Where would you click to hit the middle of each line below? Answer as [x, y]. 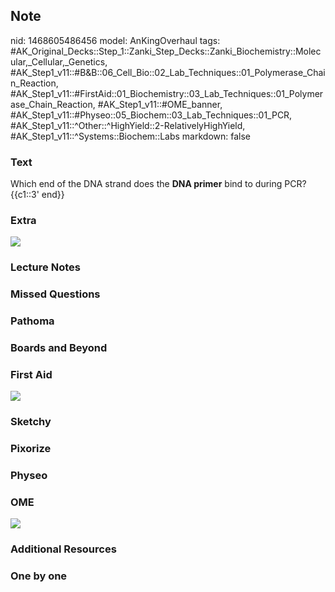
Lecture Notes [45, 267]
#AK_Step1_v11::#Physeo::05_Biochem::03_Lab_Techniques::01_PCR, [151, 115]
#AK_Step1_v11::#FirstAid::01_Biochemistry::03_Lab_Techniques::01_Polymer [167, 93]
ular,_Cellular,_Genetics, [59, 61]
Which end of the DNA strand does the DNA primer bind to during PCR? [158, 184]
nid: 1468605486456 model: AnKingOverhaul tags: [115, 40]
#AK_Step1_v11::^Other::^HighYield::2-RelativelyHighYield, [128, 125]
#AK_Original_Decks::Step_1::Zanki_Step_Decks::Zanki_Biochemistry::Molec [166, 51]
